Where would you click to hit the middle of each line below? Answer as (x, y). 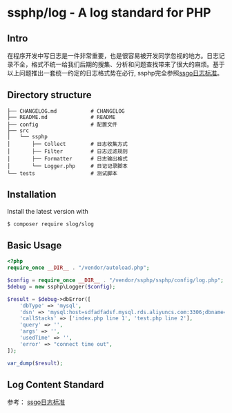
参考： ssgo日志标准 (36, 402)
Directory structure (49, 95)
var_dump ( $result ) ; (35, 363)
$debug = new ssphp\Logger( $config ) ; (61, 286)
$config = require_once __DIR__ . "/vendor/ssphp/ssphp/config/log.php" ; (116, 281)
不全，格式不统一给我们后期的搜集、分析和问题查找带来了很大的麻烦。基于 (119, 64)
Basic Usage (35, 245)
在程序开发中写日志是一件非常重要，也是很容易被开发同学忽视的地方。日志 (113, 56)
